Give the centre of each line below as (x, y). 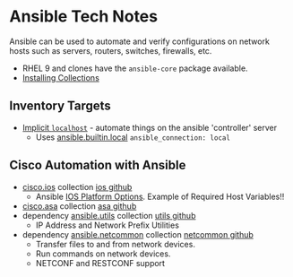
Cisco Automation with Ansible (98, 165)
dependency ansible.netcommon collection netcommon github (138, 234)
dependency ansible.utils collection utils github (109, 215)
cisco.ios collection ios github (77, 186)
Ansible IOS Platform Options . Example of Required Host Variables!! (160, 196)
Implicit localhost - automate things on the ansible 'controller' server (150, 127)
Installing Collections (61, 77)
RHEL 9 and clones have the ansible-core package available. (135, 68)
